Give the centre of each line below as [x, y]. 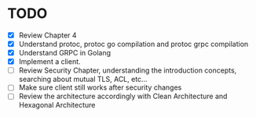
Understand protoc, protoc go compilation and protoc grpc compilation [133, 44]
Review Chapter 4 [48, 35]
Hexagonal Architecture [57, 105]
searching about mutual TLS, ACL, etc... [83, 80]
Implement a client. [49, 62]
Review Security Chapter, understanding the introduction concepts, [128, 70]
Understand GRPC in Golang [65, 53]
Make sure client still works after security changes [100, 87]
